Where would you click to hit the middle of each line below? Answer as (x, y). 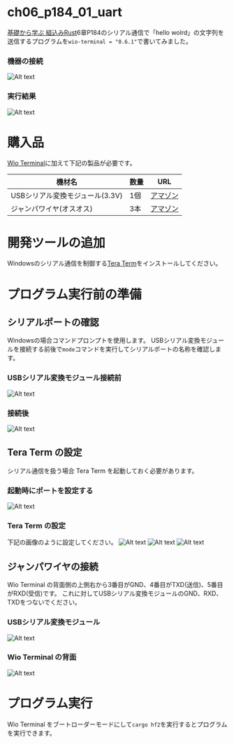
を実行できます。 (31, 733)
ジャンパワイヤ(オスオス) (52, 209)
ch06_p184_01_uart (65, 12)
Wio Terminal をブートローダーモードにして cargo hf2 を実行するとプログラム (117, 724)
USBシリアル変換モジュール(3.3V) (67, 195)
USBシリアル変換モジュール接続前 (65, 378)
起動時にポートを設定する (50, 490)
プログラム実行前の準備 (74, 294)
